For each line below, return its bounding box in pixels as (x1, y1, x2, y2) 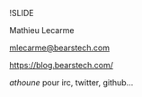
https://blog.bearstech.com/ (9, 60, 114, 70)
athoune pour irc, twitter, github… (9, 77, 134, 88)
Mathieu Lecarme (9, 25, 75, 35)
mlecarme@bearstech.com (9, 42, 111, 53)
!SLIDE (9, 8, 34, 18)
